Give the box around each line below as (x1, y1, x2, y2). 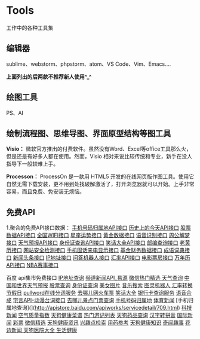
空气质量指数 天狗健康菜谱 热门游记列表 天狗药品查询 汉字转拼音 (17, 311, 176, 319)
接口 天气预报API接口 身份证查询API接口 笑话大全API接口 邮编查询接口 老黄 (6, 239, 190, 246)
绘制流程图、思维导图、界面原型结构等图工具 (6, 128, 171, 138)
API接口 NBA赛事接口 (6, 261, 59, 269)
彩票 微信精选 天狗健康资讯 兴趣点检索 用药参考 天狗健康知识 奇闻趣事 (13, 319, 184, 326)
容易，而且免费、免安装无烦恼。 (6, 188, 85, 195)
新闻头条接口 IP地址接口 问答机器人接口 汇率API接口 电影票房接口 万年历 (13, 254, 190, 261)
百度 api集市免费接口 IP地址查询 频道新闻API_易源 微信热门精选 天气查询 (6, 274, 183, 282)
